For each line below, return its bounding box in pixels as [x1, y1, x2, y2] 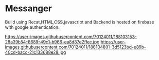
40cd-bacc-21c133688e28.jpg [5, 49, 66, 55]
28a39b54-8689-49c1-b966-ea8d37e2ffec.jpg [5, 39, 100, 44]
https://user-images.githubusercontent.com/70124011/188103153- [5, 34, 137, 40]
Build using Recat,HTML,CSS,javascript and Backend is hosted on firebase [5, 19, 155, 25]
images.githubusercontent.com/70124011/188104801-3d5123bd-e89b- [5, 44, 146, 50]
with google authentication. [5, 24, 60, 30]
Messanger [5, 3, 52, 14]
